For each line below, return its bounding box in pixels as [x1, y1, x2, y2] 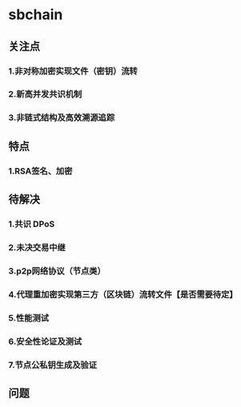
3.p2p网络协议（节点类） [8, 265, 106, 277]
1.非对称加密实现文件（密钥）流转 [8, 66, 138, 77]
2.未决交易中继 [8, 241, 66, 253]
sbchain [8, 6, 63, 24]
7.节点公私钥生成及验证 [8, 359, 98, 370]
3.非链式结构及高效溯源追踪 [8, 112, 114, 123]
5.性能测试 [8, 312, 50, 323]
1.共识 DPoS [8, 218, 55, 229]
